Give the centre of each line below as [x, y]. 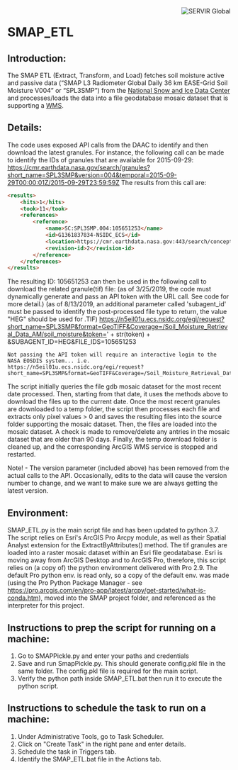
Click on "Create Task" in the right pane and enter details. [102, 744]
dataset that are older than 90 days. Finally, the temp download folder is [112, 440]
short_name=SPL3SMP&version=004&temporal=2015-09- [92, 175]
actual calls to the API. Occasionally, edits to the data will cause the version [117, 476]
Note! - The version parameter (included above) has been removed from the [118, 468]
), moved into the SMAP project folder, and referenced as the [127, 598]
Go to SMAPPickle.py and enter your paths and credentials [103, 656]
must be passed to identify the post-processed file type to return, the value [117, 312]
